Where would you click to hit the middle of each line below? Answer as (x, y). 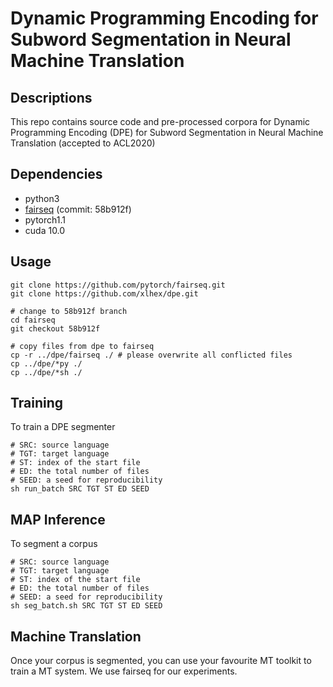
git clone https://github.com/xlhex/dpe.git (104, 293)
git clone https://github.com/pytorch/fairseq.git (118, 285)
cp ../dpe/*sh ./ (46, 372)
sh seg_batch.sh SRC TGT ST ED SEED (86, 606)
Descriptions (51, 97)
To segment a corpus (54, 544)
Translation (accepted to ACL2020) (83, 143)
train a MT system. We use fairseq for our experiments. (124, 671)
